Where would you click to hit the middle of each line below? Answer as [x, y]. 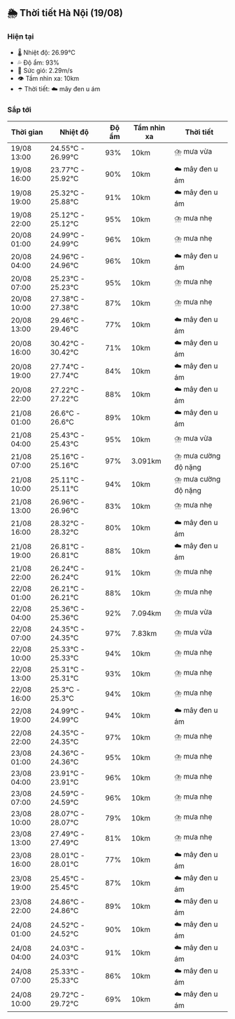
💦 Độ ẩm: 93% [38, 62]
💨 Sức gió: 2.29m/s [45, 70]
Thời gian [27, 132]
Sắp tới [19, 109]
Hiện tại [21, 36]
